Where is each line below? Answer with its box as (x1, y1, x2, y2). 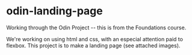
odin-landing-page (6, 4, 104, 18)
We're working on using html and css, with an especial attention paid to (6, 35, 184, 42)
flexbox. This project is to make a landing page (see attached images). (6, 42, 181, 49)
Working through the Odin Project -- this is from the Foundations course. (6, 24, 187, 31)
